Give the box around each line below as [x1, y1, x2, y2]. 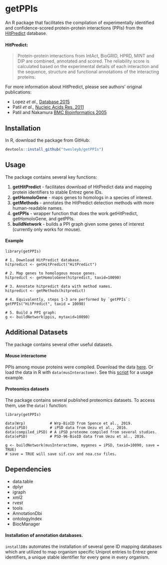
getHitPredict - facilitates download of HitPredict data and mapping [12, 184, 152, 190]
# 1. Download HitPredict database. [5, 257, 81, 263]
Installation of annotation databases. [5, 532, 83, 538]
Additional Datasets [5, 328, 68, 337]
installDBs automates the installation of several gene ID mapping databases [5, 543, 162, 549]
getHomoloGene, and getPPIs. [12, 216, 75, 222]
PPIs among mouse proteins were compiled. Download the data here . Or [5, 364, 154, 370]
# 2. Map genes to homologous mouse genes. [5, 271, 97, 276]
